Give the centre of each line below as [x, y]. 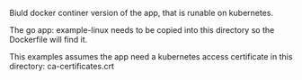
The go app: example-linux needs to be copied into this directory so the [142, 30]
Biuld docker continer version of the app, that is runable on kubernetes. [142, 13]
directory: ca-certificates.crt [62, 66]
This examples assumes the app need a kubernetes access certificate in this [151, 56]
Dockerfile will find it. [49, 40]
